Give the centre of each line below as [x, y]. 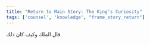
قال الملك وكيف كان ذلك [33, 34]
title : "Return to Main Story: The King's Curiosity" [74, 12]
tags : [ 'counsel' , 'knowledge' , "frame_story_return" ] [76, 17]
